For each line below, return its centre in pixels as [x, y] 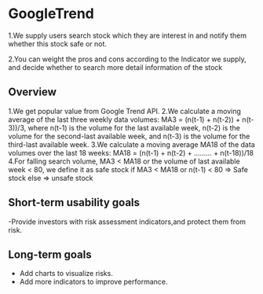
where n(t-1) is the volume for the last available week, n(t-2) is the [134, 127]
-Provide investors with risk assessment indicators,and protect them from [127, 222]
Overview [33, 92]
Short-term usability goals [74, 202]
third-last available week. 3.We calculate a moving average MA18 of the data [131, 144]
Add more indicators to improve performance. [93, 282]
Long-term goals [50, 254]
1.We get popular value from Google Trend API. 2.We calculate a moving [125, 111]
